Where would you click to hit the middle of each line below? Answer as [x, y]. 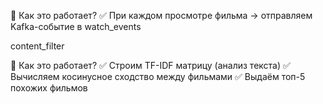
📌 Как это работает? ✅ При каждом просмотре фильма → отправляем [161, 15]
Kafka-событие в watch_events [76, 26]
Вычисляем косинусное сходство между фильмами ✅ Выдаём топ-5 [158, 76]
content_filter [37, 46]
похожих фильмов [49, 88]
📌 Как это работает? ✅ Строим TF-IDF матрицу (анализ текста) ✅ [150, 65]
